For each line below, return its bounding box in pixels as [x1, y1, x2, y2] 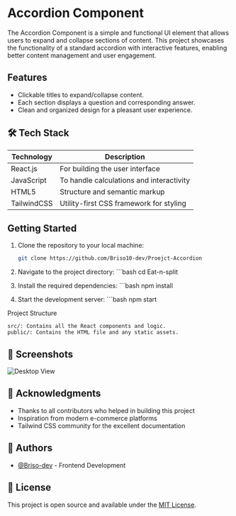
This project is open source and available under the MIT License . [7, 500, 197, 509]
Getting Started [7, 222, 77, 234]
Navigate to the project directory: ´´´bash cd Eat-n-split [17, 268, 179, 276]
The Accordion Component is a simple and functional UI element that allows [7, 28, 229, 37]
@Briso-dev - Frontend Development [17, 461, 126, 469]
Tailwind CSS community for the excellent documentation [17, 421, 186, 430]
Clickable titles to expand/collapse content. [17, 90, 144, 99]
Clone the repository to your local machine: [17, 241, 144, 250]
